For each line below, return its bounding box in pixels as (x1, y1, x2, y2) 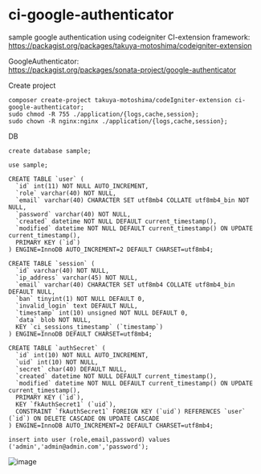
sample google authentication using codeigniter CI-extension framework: (8, 32, 251, 42)
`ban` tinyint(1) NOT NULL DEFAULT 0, (15, 295, 146, 303)
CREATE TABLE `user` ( (8, 175, 84, 183)
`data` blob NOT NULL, (15, 315, 92, 324)
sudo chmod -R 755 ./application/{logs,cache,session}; (8, 110, 199, 118)
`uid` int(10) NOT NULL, (15, 358, 99, 366)
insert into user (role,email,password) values (8, 435, 171, 443)
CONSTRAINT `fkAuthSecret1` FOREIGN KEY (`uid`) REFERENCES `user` (15, 407, 247, 415)
